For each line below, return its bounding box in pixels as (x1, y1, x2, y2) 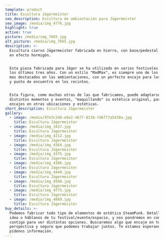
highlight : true (5, 25, 38, 30)
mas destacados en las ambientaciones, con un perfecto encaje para (9, 75, 152, 80)
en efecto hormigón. (9, 52, 51, 58)
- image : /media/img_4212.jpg (9, 133, 71, 138)
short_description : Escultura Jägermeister (5, 106, 95, 111)
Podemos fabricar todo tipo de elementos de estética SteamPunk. (9, 211, 145, 216)
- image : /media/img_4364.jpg (9, 142, 71, 147)
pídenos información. (9, 229, 54, 234)
